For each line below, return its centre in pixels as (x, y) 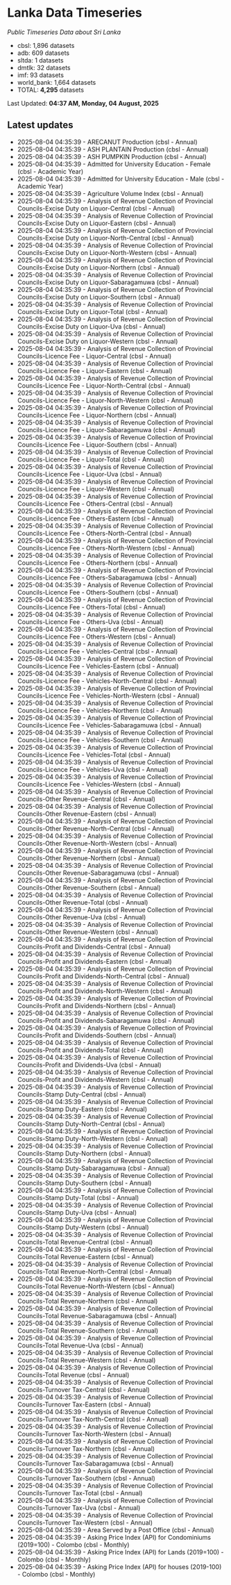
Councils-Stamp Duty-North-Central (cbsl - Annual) (91, 1124)
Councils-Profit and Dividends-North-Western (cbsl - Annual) (105, 991)
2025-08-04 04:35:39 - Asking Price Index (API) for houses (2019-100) (119, 1567)
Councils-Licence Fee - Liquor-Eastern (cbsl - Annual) (95, 370)
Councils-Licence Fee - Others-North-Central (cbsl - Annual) (104, 533)
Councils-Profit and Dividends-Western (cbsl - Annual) (95, 1079)
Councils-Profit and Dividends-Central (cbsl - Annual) (94, 946)
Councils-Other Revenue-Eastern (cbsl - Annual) (87, 814)
